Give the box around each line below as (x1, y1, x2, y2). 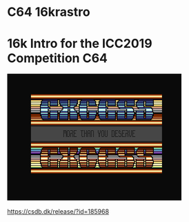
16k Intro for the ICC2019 (7, 36, 153, 52)
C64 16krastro (7, 4, 91, 20)
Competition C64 (7, 50, 108, 66)
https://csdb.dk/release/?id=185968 (7, 207, 109, 216)
